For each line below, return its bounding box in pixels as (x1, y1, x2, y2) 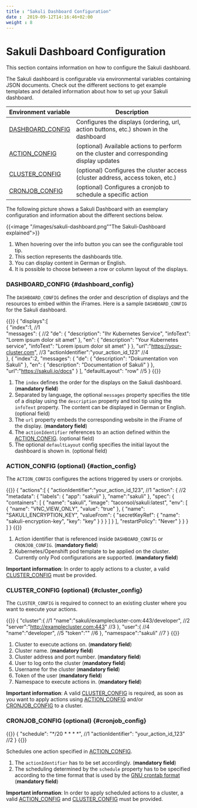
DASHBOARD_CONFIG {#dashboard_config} (6, 280, 134, 288)
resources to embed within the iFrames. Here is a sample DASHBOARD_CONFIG (6, 300, 188, 307)
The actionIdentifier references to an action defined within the (14, 429, 170, 436)
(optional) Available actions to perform (76, 142, 182, 150)
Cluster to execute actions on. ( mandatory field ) (14, 641, 132, 648)
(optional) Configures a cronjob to (76, 183, 170, 191)
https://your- (151, 342, 182, 349)
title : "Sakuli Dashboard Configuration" (6, 8, 111, 15)
